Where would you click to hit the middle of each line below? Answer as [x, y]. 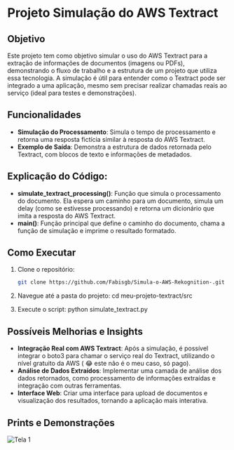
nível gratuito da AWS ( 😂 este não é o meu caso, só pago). [104, 364]
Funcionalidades [44, 115]
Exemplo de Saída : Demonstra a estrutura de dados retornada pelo [114, 147]
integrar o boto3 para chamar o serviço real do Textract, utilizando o [116, 356]
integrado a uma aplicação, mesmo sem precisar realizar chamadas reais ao [117, 85]
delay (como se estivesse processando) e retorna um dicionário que [116, 208]
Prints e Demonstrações [61, 423]
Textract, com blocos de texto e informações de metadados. [104, 154]
